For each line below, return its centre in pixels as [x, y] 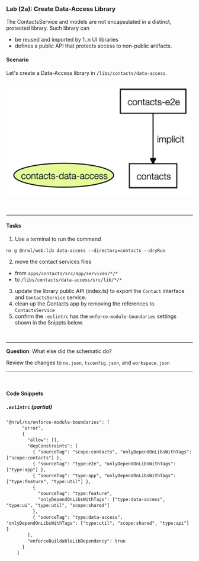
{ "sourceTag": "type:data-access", [78, 517]
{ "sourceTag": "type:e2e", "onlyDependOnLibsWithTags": [104, 464]
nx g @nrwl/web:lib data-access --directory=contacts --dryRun [86, 251]
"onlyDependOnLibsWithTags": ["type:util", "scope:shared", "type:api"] [98, 523]
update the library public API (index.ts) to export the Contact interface [99, 291]
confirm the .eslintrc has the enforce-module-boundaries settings [95, 316]
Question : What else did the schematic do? [59, 351]
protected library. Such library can [48, 28]
